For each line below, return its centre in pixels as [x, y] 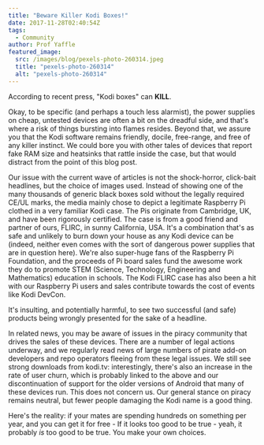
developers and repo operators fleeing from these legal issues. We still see [130, 358]
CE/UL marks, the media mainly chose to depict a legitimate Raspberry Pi [127, 202]
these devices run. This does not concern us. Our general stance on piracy [130, 391]
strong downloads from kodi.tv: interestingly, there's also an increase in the [130, 366]
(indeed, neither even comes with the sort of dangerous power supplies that [132, 244]
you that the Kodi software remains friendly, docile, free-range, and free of [129, 137]
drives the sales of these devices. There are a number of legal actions [121, 341]
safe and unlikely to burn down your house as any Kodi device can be [121, 235]
